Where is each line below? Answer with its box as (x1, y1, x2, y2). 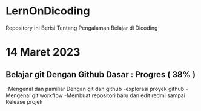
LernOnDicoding (5, 4, 90, 18)
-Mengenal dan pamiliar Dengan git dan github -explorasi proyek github (5, 85, 185, 92)
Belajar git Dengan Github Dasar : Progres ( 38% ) (5, 69, 196, 80)
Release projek (5, 98, 43, 105)
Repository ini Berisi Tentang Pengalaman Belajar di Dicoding (5, 24, 158, 31)
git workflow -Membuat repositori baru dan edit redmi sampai (31, 92, 186, 99)
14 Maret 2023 (5, 45, 81, 59)
